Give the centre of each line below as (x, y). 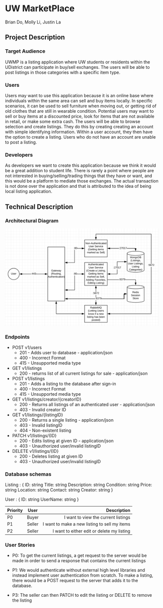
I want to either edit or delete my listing (91, 531)
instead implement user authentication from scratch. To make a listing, (82, 575)
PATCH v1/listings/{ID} (34, 436)
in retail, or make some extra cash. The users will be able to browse (72, 121)
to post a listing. (21, 142)
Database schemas (28, 474)
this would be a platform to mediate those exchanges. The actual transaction (82, 181)
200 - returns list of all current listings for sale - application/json (83, 373)
